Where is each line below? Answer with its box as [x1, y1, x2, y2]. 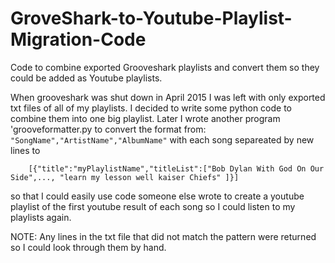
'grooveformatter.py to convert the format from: [10, 123, 207, 135]
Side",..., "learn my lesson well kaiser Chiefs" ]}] [10, 172, 240, 182]
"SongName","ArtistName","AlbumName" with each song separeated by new [10, 133, 315, 146]
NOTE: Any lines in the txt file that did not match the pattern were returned [10, 230, 317, 242]
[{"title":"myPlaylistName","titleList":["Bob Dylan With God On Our [28, 163, 325, 174]
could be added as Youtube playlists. [10, 72, 163, 84]
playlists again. [10, 211, 72, 223]
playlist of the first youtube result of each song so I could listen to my [10, 200, 296, 212]
